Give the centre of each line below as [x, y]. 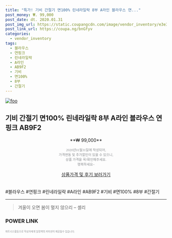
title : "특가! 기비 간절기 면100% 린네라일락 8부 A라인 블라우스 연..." [73, 10]
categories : [18, 34]
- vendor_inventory [31, 39]
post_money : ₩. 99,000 [29, 15]
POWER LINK [22, 221]
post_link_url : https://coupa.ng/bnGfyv [49, 29]
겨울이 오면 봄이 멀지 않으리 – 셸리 [52, 207]
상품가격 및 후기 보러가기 [86, 175]
